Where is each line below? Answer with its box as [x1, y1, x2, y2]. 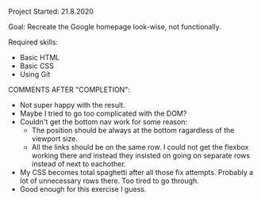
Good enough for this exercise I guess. [19, 185, 147, 193]
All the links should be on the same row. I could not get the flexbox [31, 143, 249, 151]
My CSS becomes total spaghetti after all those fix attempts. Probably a [19, 168, 254, 177]
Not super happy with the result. [19, 101, 125, 109]
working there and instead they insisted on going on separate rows [31, 151, 251, 160]
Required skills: [8, 37, 58, 47]
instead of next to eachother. [31, 159, 126, 169]
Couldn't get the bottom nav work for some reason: [19, 117, 188, 126]
